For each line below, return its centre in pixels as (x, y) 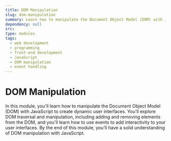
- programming (25, 48)
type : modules (20, 34)
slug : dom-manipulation (31, 15)
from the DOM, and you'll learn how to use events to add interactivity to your (85, 122)
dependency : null (24, 24)
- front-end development (36, 52)
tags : (11, 39)
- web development (30, 43)
